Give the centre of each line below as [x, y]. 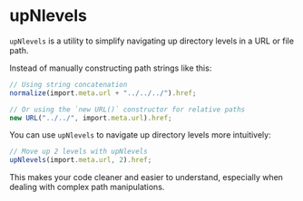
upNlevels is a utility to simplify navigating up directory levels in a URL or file [152, 41]
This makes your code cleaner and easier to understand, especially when [147, 177]
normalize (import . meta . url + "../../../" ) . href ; [103, 93]
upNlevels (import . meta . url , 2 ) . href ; [81, 160]
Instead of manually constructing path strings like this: [111, 68]
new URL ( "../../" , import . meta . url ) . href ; [91, 118]
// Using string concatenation [68, 84]
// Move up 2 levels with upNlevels [78, 152]
